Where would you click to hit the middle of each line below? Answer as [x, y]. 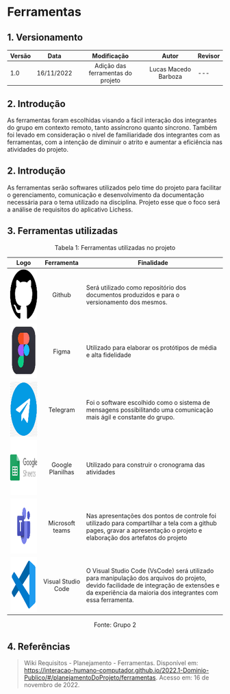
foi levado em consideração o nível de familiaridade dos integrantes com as [114, 135]
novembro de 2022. [52, 685]
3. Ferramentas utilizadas [63, 231]
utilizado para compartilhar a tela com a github [151, 523]
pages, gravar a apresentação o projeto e [144, 530]
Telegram [62, 410]
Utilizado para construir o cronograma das [145, 465]
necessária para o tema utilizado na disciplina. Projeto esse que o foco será [114, 202]
